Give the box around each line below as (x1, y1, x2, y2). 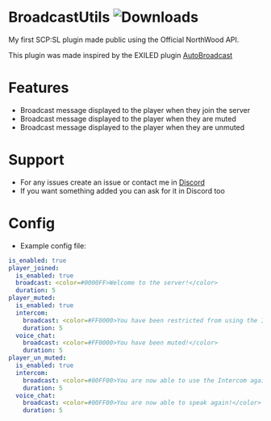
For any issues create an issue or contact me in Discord (19, 177, 206, 187)
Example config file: (19, 240, 86, 250)
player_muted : (8, 294, 56, 302)
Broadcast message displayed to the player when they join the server (19, 105, 251, 115)
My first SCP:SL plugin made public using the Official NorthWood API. (8, 35, 240, 44)
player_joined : (8, 264, 60, 272)
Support (8, 151, 65, 169)
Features (8, 79, 69, 97)
